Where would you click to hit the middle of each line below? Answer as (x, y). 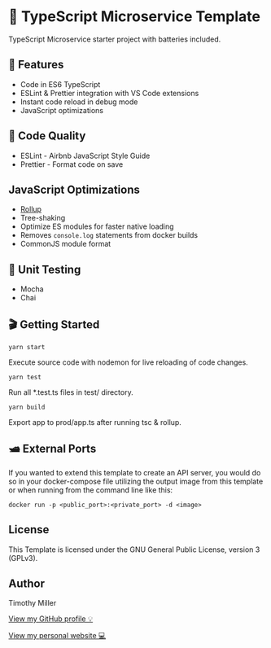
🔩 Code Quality (47, 136)
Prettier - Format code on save (72, 164)
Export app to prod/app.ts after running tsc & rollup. (95, 422)
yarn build (27, 407)
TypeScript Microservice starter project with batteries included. (115, 39)
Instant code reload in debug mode (79, 102)
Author (26, 584)
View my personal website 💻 (57, 636)
